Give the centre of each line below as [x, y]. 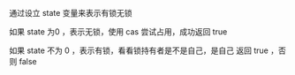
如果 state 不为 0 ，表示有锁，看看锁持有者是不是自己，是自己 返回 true [139, 50]
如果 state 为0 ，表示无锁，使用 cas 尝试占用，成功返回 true [118, 32]
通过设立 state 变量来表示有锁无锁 [71, 13]
